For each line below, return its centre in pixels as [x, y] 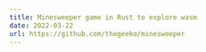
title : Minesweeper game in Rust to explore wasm [103, 17]
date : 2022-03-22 [41, 26]
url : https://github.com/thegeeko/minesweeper [97, 33]
